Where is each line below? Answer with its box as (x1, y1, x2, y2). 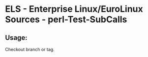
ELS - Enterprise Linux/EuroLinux (5, 3, 144, 15)
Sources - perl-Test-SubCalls (5, 14, 127, 25)
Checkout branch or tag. (5, 47, 55, 52)
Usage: (5, 33, 28, 42)
